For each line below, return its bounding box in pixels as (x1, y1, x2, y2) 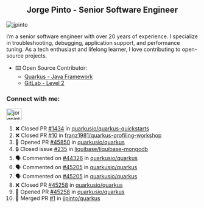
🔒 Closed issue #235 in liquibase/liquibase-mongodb (15, 146, 148, 153)
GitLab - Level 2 (24, 79, 65, 87)
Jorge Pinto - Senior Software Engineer (26, 5, 178, 15)
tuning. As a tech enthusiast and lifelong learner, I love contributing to (6, 45, 181, 53)
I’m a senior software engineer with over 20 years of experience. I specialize (6, 33, 198, 40)
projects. (25, 52, 47, 59)
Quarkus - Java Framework (24, 73, 93, 80)
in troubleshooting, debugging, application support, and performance (6, 39, 180, 46)
